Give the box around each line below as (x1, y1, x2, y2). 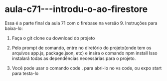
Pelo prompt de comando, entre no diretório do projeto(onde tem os (11, 44, 152, 50)
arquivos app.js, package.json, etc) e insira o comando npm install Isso (11, 50, 158, 56)
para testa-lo (11, 70, 39, 76)
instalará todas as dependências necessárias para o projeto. (11, 55, 136, 61)
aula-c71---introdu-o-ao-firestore (4, 3, 148, 15)
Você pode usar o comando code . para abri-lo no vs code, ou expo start (11, 65, 162, 71)
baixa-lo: (4, 25, 23, 31)
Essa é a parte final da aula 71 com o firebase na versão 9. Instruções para (4, 20, 158, 26)
